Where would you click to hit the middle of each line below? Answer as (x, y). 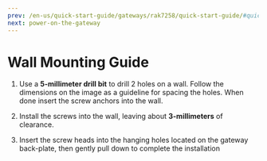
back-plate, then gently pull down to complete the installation (120, 148)
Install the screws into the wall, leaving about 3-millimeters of (121, 117)
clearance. (36, 125)
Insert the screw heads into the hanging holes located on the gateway (133, 140)
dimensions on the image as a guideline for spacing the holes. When (131, 93)
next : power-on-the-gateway (54, 23)
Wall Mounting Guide (78, 62)
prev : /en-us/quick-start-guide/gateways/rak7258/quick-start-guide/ (126, 15)
